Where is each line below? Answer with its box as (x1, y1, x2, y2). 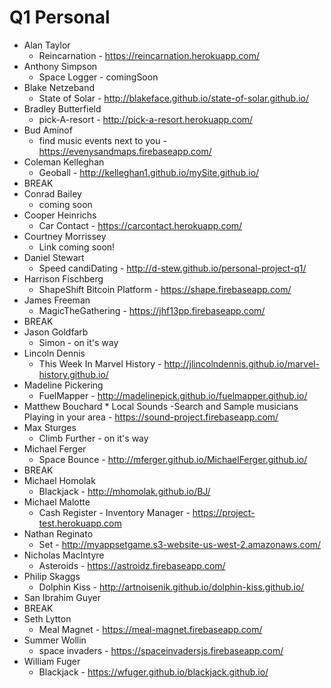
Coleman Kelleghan (23, 156, 105, 168)
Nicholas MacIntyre (23, 549, 105, 561)
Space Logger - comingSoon (38, 71, 159, 83)
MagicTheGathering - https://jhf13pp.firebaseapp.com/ (38, 304, 266, 316)
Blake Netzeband (23, 81, 96, 93)
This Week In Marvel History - (38, 357, 162, 370)
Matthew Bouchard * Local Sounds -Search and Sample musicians (23, 400, 299, 412)
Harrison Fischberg (23, 272, 104, 285)
